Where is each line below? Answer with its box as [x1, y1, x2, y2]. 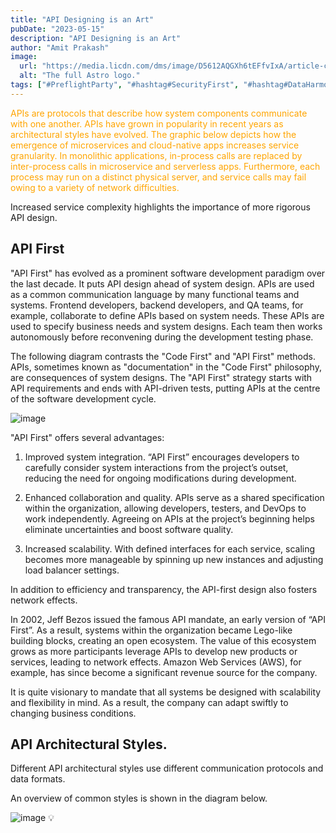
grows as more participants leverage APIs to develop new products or [10, 645, 298, 657]
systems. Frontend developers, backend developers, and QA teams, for [10, 299, 304, 311]
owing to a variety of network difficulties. [10, 181, 180, 193]
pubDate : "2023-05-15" [10, 24, 105, 34]
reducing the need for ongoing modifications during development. [24, 472, 297, 484]
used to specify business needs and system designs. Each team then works [10, 320, 323, 332]
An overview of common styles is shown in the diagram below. [10, 792, 268, 805]
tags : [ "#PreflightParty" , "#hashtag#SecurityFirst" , [10, 80, 240, 90]
